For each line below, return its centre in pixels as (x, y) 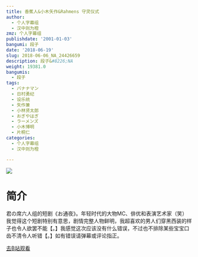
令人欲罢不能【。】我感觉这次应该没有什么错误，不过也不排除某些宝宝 (100, 229)
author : (16, 17)
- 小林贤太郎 (25, 110)
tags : (13, 83)
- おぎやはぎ (25, 116)
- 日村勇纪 (23, 94)
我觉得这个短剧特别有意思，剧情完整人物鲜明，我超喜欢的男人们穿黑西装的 (96, 221)
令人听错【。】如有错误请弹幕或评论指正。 (72, 236)
